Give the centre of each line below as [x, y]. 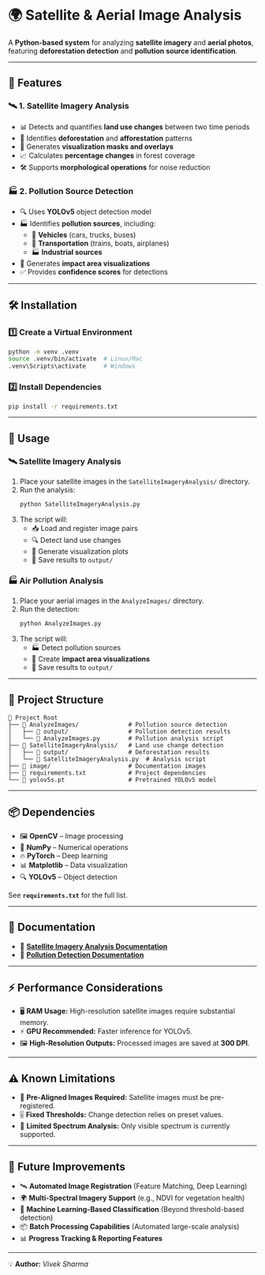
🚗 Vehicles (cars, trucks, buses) [84, 234]
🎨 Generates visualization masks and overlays [96, 146]
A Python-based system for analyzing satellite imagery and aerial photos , [131, 42]
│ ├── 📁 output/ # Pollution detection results [119, 731]
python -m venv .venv [44, 352]
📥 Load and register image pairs [84, 528]
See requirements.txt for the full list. [68, 895]
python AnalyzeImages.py [60, 624]
